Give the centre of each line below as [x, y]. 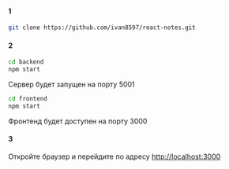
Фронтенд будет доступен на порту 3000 [78, 121]
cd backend [26, 62]
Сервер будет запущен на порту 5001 [72, 84]
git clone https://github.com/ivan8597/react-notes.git [102, 28]
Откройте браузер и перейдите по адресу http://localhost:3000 [114, 156]
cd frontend [28, 99]
